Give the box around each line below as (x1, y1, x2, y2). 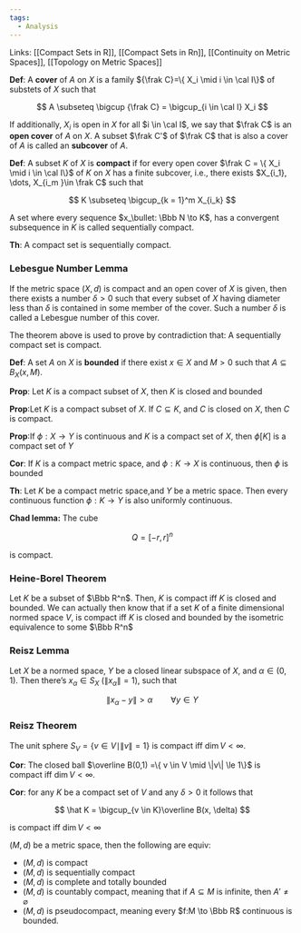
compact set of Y (9, 441, 74, 452)
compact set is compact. (9, 339, 102, 350)
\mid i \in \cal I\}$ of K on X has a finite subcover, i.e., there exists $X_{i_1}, (9, 167, 287, 178)
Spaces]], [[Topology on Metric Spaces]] (9, 56, 163, 67)
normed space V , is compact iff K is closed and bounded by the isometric (9, 612, 284, 623)
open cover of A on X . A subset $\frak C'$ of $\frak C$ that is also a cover (9, 131, 288, 142)
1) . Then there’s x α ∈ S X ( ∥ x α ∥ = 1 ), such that (9, 674, 178, 688)
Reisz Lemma (9, 644, 70, 657)
